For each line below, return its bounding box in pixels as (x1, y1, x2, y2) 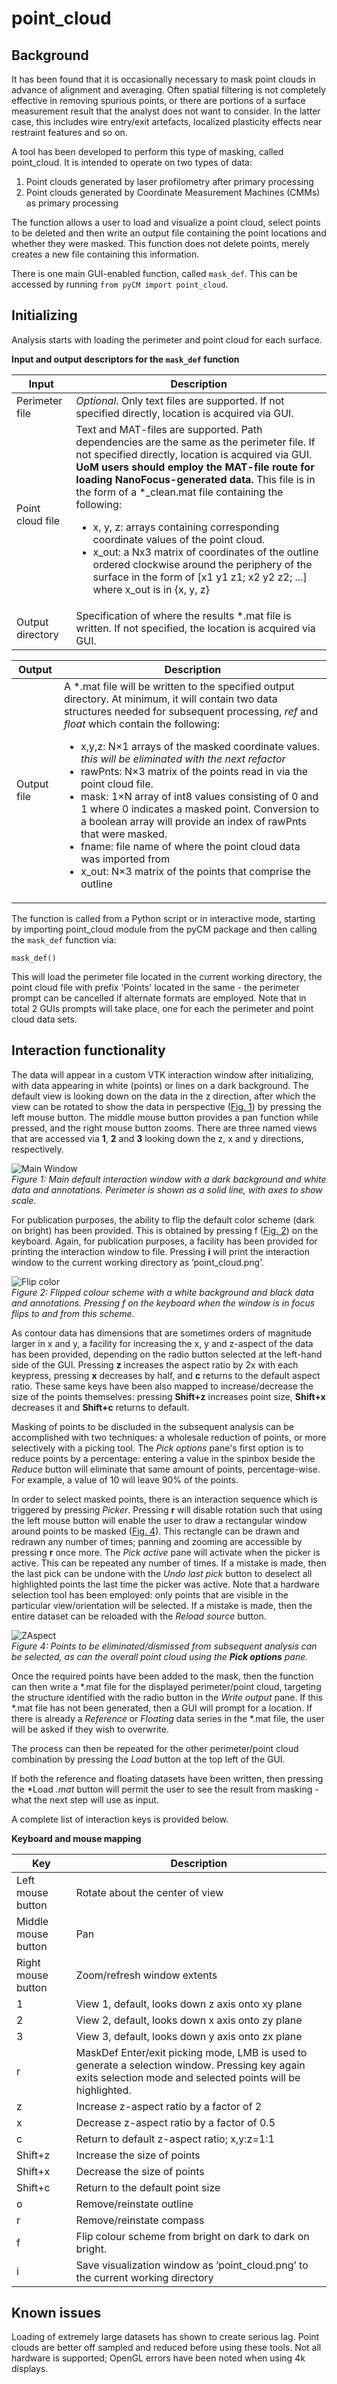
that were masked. (80, 827, 168, 841)
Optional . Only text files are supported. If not (75, 393, 285, 407)
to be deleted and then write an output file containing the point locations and (11, 227, 327, 239)
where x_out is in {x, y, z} (92, 582, 210, 596)
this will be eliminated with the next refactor (80, 752, 286, 766)
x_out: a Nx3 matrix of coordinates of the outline (92, 545, 319, 559)
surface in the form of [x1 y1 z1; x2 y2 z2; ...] (92, 570, 308, 584)
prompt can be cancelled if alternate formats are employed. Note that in (11, 992, 307, 1004)
